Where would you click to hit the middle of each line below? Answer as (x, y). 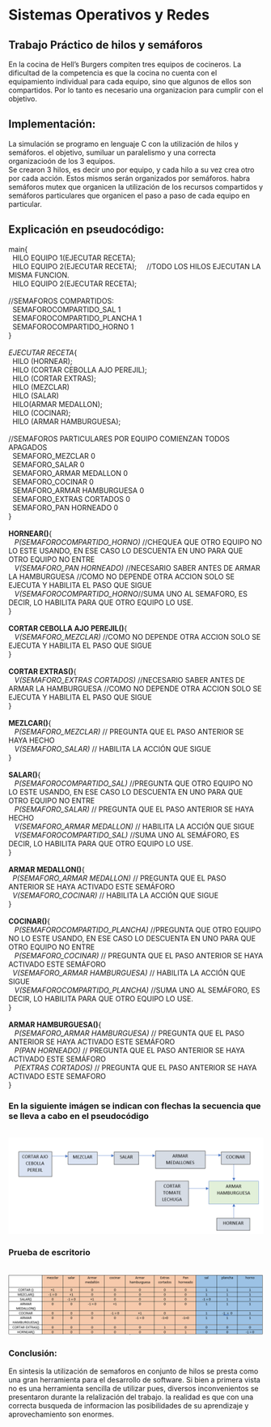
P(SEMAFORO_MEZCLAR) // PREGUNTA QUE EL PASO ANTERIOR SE (129, 731)
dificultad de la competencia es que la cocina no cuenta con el (113, 73)
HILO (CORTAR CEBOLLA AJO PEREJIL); (79, 370)
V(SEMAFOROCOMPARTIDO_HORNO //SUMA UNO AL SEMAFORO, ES (131, 594)
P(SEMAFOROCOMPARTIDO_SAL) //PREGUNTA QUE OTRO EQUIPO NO (133, 783)
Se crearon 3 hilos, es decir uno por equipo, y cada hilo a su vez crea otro (131, 169)
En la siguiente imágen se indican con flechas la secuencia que (135, 1106)
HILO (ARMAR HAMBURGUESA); (66, 421)
